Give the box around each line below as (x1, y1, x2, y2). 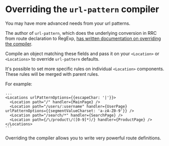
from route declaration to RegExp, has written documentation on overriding (5, 35, 161, 41)
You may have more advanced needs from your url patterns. (5, 20, 131, 26)
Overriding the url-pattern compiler (5, 4, 159, 15)
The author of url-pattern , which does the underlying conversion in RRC (5, 30, 157, 36)
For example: (5, 81, 33, 87)
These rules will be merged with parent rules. (5, 71, 99, 77)
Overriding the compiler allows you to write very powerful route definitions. (5, 135, 161, 141)
